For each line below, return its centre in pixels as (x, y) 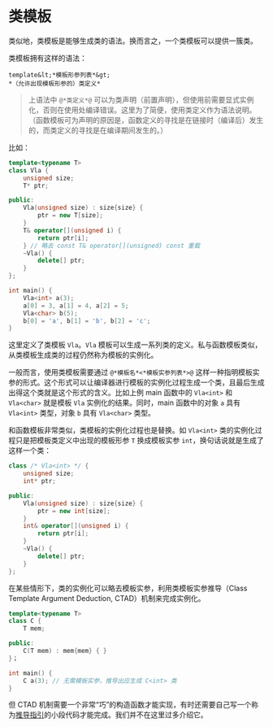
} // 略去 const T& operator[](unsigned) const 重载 (112, 246)
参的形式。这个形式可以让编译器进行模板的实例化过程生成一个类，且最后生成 (136, 382)
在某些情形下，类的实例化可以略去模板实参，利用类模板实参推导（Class (128, 588)
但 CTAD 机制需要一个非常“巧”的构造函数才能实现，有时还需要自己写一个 (130, 705)
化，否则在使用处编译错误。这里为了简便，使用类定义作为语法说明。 (142, 110)
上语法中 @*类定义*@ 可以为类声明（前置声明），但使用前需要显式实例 (141, 99)
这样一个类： (30, 451)
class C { (25, 621)
